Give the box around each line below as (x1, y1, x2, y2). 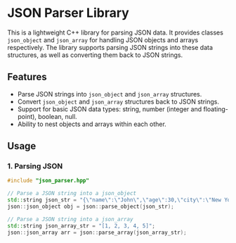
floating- (203, 104, 228, 113)
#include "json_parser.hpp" (7, 177, 90, 185)
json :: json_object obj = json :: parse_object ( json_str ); (7, 203, 174, 211)
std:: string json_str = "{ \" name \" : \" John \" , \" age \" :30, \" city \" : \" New (7, 197, 222, 204)
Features (7, 71, 47, 83)
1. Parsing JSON (7, 161, 63, 171)
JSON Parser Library (7, 5, 130, 21)
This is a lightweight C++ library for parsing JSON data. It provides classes (7, 28, 223, 37)
